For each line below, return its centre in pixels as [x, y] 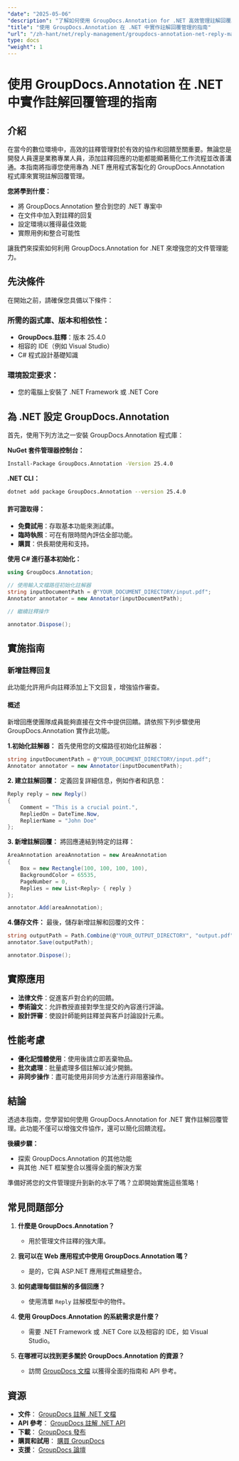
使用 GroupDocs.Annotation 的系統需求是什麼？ [89, 1317]
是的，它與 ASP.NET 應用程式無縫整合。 [87, 1272]
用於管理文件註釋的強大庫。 [69, 1241]
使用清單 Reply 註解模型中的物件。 [79, 1301]
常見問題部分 [36, 1207]
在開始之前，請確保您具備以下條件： [60, 300]
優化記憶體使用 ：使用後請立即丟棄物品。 [77, 1059]
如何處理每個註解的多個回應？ [61, 1286]
